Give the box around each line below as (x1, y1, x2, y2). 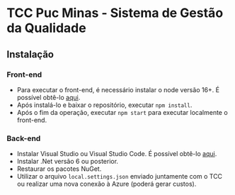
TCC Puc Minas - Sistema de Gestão (6, 5, 224, 21)
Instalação (6, 48, 55, 60)
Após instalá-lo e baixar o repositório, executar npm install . (16, 101, 193, 109)
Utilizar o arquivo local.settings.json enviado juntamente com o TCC (16, 172, 223, 181)
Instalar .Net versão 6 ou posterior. (16, 157, 118, 166)
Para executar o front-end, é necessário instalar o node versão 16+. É (16, 85, 220, 94)
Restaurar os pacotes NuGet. (16, 165, 102, 173)
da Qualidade (6, 20, 86, 36)
